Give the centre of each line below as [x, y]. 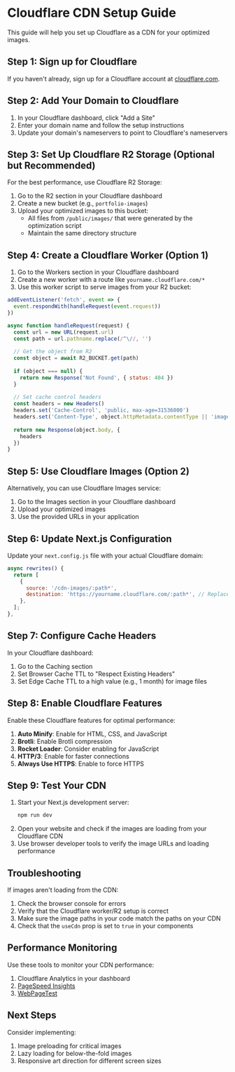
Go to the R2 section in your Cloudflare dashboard [90, 196]
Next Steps [32, 1016]
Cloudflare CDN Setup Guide [92, 13]
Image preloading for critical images [69, 1045]
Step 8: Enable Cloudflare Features [85, 704]
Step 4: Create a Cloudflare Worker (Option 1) [108, 255]
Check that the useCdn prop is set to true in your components [105, 926]
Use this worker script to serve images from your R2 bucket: [104, 287]
